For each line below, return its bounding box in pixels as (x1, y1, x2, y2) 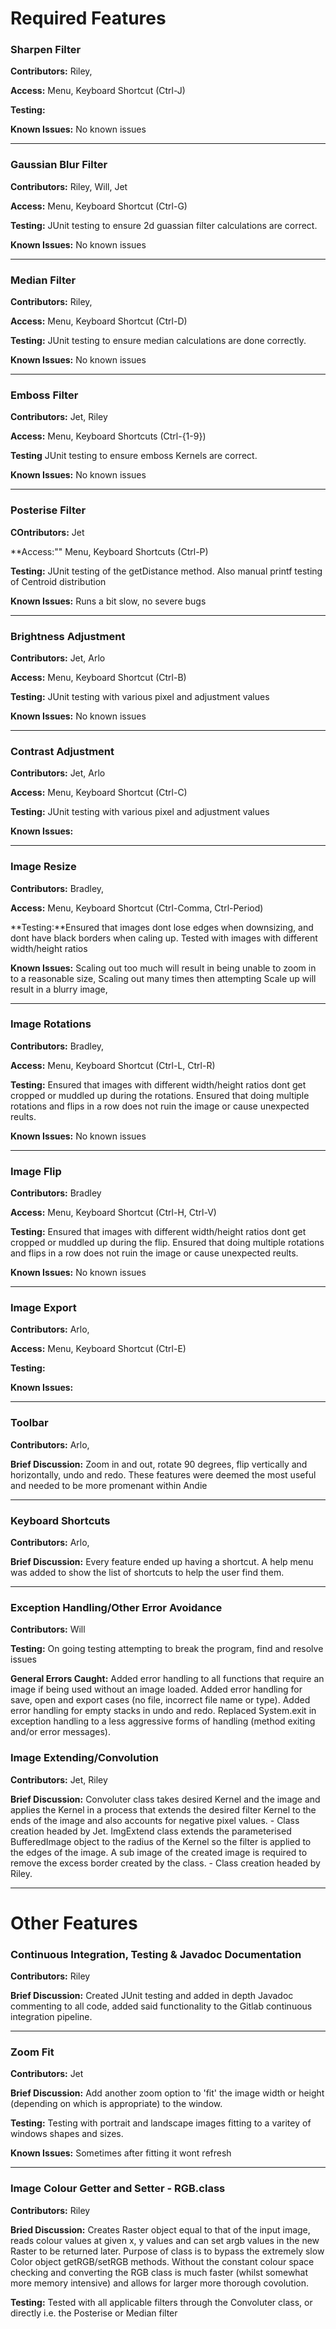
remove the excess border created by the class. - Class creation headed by (10, 1857, 321, 1869)
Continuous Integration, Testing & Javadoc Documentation (10, 1947, 302, 1961)
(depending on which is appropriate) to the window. (10, 2098, 223, 2110)
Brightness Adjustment (10, 629, 126, 643)
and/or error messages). (10, 1726, 111, 1738)
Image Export (10, 1301, 77, 1315)
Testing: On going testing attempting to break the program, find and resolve (10, 1643, 324, 1655)
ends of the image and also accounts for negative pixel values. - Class (10, 1814, 300, 1826)
